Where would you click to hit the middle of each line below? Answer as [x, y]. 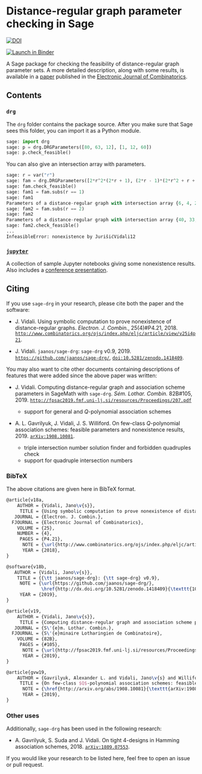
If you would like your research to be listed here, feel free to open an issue [98, 758]
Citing [18, 289]
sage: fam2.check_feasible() [43, 226]
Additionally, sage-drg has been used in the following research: [84, 729]
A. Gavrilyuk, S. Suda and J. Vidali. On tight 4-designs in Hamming [97, 740]
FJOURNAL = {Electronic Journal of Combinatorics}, [78, 522]
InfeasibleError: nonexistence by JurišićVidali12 [71, 236]
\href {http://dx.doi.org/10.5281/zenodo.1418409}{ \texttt [115, 589]
